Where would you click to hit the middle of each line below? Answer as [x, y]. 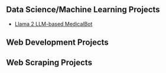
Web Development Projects [58, 43]
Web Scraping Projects [49, 62]
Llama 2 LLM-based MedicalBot [53, 24]
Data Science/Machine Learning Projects [83, 10]
